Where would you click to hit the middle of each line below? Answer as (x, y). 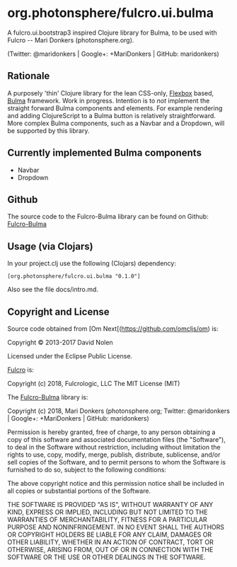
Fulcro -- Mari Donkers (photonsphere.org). (71, 40)
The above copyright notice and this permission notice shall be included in (116, 483)
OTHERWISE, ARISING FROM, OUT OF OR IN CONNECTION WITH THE (110, 550)
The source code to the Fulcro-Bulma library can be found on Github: (108, 216)
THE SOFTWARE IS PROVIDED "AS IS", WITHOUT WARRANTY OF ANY (110, 504)
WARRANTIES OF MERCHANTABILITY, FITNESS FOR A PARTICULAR (107, 520)
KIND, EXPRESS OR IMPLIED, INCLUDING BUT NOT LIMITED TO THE (108, 512)
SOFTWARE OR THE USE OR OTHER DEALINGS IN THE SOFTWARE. (106, 557)
